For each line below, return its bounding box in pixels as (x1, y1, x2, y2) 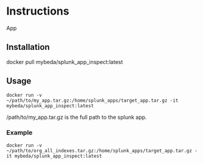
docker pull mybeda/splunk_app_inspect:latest (6, 58, 123, 65)
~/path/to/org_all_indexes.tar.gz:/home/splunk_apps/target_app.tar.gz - (6, 147, 198, 153)
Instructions (6, 4, 69, 18)
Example (6, 128, 33, 137)
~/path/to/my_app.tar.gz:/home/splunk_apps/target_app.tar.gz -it (6, 97, 179, 104)
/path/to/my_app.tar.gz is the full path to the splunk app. (6, 113, 148, 121)
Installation (6, 42, 50, 52)
